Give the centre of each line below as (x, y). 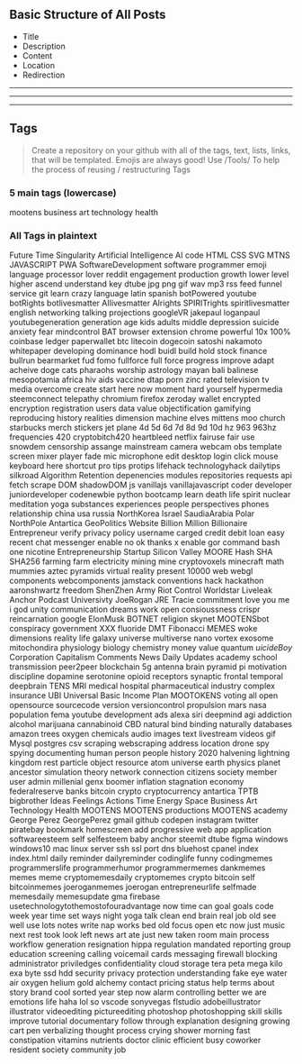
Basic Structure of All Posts (88, 15)
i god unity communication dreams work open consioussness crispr (135, 609)
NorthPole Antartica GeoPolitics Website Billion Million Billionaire (129, 523)
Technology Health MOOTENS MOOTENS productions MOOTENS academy (149, 811)
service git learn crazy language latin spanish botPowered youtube (133, 294)
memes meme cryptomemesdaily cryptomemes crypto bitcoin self (133, 878)
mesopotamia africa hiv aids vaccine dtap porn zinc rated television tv (139, 380)
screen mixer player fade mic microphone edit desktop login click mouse (144, 456)
